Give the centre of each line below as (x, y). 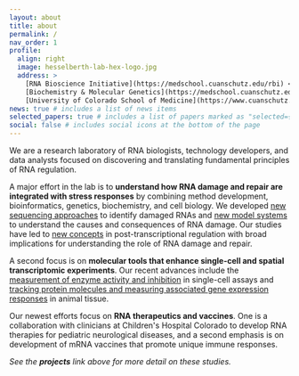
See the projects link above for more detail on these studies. (120, 361)
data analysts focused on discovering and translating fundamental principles (149, 160)
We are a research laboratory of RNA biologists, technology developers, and (149, 151)
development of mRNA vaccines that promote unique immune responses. (144, 344)
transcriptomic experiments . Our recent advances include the (124, 270)
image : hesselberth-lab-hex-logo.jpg (87, 68)
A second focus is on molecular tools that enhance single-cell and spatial (147, 261)
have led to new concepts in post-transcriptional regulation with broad (138, 234)
